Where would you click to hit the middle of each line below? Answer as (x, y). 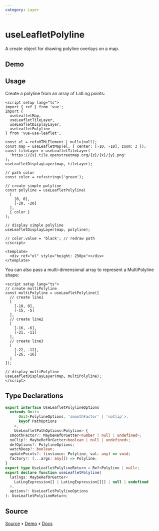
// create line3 (26, 341)
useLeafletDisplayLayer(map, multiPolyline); (53, 376)
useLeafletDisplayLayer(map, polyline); (48, 229)
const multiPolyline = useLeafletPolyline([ (52, 293)
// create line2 (26, 319)
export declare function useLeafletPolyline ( (53, 472)
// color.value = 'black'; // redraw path (50, 238)
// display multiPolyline (32, 372)
